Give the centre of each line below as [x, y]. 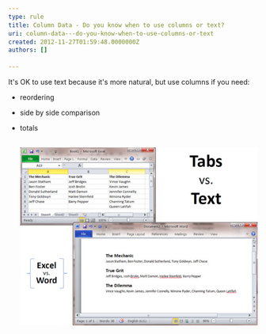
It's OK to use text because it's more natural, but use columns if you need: [129, 82]
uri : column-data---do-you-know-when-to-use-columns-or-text [111, 33]
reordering [37, 97]
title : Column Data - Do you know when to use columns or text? [116, 25]
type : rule [26, 17]
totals [28, 128]
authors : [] [28, 50]
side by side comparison [60, 112]
